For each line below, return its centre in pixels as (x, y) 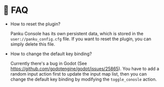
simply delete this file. (33, 44)
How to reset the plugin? (35, 24)
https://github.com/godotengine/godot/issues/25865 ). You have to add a (85, 69)
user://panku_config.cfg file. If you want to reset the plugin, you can (81, 39)
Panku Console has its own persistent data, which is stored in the (77, 33)
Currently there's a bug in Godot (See (49, 63)
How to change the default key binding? (51, 54)
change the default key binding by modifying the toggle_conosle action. (83, 79)
